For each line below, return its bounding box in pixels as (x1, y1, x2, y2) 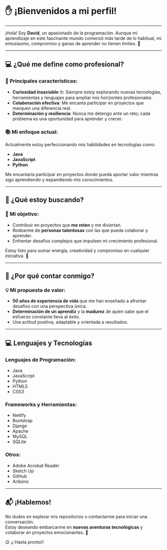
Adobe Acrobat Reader (12, 462, 60, 468)
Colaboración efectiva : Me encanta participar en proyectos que (12, 99, 144, 106)
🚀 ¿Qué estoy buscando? (5, 196, 84, 204)
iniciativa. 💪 (5, 253, 29, 259)
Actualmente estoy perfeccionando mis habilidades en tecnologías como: (5, 141, 156, 147)
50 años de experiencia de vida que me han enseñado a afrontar (12, 298, 147, 304)
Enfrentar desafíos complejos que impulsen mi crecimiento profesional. (12, 238, 159, 244)
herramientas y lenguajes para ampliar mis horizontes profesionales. (12, 94, 153, 100)
